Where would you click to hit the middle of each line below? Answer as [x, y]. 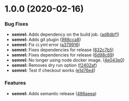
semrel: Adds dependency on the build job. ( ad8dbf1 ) [65, 34]
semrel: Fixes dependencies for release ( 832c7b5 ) [63, 50]
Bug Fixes [17, 24]
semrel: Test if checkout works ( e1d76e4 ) [54, 71]
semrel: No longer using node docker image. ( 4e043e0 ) [68, 60]
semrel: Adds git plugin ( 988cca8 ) [46, 40]
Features [15, 83]
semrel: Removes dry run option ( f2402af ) [54, 65]
